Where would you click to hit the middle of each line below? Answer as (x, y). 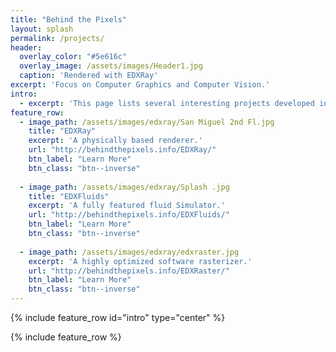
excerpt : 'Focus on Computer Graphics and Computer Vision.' (140, 85)
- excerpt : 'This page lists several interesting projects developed (167, 103)
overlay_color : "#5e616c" (73, 57)
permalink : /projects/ (57, 38)
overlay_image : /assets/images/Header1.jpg (111, 66)
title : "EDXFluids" (69, 196)
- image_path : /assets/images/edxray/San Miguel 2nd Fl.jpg (147, 122)
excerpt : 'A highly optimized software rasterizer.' (140, 261)
